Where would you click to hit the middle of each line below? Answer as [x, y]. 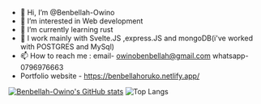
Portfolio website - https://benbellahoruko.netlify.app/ [110, 76]
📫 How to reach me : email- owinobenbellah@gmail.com [115, 56]
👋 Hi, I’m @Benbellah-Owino [67, 12]
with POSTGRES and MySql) [67, 47]
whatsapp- [230, 56]
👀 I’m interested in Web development [81, 21]
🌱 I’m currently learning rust [66, 29]
